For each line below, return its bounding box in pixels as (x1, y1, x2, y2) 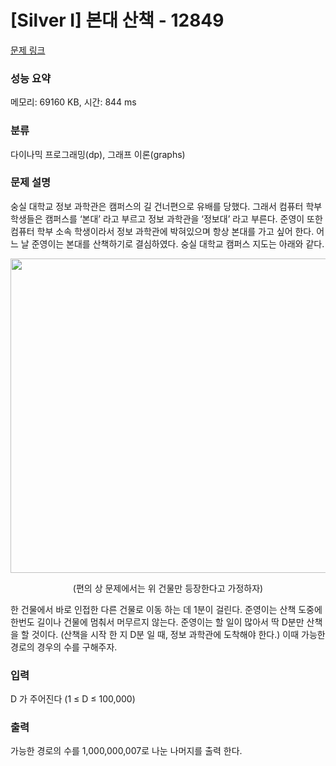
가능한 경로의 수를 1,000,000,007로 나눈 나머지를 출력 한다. (10, 745, 243, 757)
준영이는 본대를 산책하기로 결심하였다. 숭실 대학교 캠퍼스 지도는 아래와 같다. (31, 237, 325, 250)
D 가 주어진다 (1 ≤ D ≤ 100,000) (10, 693, 136, 705)
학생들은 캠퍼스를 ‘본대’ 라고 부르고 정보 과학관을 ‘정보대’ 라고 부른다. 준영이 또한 (10, 212, 323, 225)
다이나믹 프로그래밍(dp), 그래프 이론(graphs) (10, 148, 186, 160)
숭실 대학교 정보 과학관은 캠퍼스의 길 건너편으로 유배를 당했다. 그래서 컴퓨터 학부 (10, 200, 323, 212)
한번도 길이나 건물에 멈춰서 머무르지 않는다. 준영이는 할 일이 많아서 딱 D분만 (10, 616, 305, 628)
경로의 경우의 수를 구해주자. (10, 641, 118, 653)
